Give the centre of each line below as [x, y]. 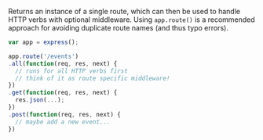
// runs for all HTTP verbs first [71, 71]
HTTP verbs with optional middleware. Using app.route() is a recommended [131, 20]
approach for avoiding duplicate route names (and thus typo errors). [119, 28]
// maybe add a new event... [63, 122]
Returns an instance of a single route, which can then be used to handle [124, 11]
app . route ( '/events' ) [44, 56]
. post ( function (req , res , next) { [65, 114]
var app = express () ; [44, 42]
